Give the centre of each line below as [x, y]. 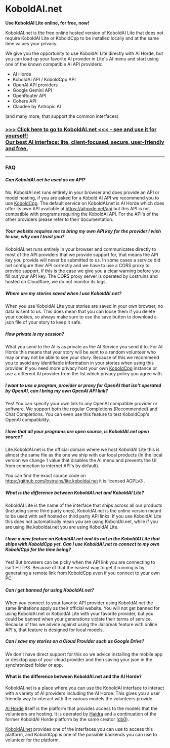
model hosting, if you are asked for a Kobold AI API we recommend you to [82, 198]
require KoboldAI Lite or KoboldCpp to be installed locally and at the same [82, 38]
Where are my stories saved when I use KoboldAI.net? [63, 293]
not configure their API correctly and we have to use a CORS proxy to [78, 266]
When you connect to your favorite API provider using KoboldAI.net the [79, 603]
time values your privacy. [31, 43]
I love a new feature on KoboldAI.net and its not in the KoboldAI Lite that [83, 538]
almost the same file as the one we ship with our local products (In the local [84, 454]
